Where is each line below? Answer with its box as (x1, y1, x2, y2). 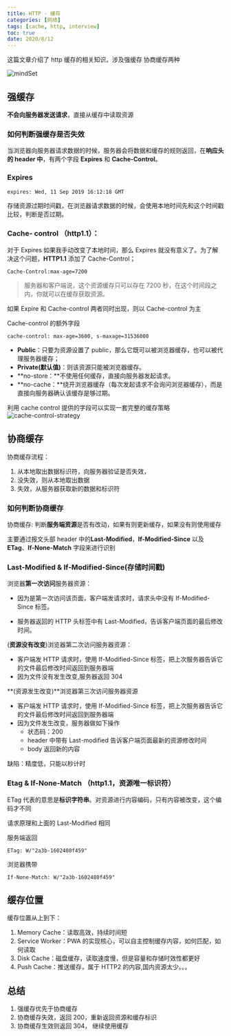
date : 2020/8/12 (7, 36, 54, 43)
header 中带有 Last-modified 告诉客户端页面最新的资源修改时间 (27, 736, 207, 744)
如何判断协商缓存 (7, 503, 64, 513)
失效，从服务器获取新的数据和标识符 (16, 484, 120, 493)
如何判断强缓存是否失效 (7, 129, 85, 139)
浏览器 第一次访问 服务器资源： (7, 580, 91, 588)
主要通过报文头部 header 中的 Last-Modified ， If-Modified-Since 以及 (7, 535, 204, 543)
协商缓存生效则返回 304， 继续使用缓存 (16, 1022, 129, 1030)
